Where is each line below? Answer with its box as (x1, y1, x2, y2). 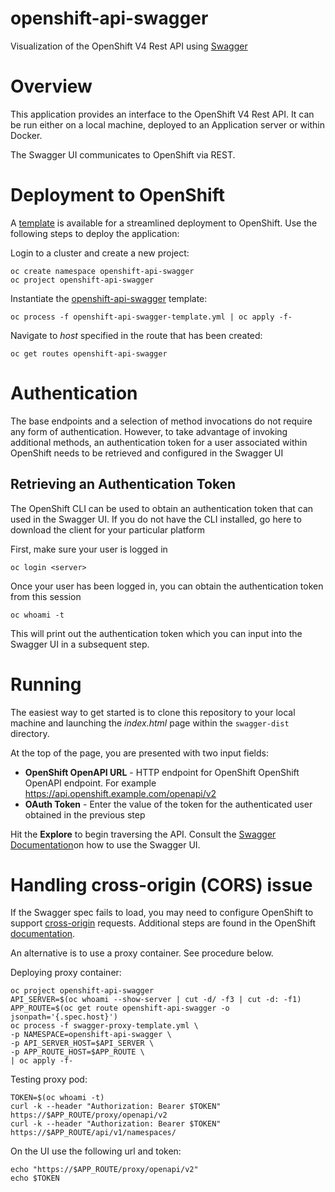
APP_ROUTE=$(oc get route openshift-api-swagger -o (10, 1003, 230, 1014)
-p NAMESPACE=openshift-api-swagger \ (10, 1030, 172, 1040)
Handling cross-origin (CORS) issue (10, 873, 313, 896)
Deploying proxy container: (10, 967, 122, 979)
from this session (10, 590, 82, 602)
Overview (10, 75, 93, 98)
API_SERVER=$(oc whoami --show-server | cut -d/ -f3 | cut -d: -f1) (10, 995, 302, 1005)
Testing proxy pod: (10, 1073, 88, 1086)
